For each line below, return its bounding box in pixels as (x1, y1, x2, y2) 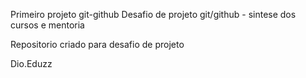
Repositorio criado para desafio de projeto (10, 39, 185, 50)
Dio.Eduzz (10, 58, 53, 69)
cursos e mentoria (10, 19, 85, 31)
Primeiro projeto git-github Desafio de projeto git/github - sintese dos (10, 9, 297, 20)
